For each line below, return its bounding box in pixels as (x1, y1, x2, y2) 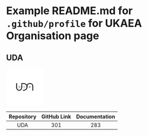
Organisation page (6, 29, 99, 42)
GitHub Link (41, 113, 72, 120)
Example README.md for (6, 4, 133, 18)
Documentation (76, 113, 115, 120)
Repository (8, 113, 37, 120)
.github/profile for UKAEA (6, 16, 142, 30)
